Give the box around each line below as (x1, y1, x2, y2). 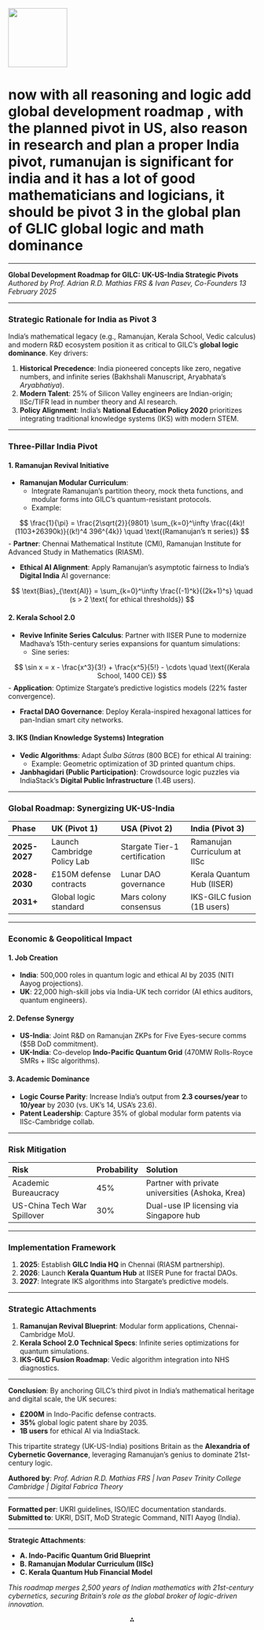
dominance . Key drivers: (8, 348, 89, 358)
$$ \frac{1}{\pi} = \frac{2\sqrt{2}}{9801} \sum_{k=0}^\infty (19, 518, 210, 528)
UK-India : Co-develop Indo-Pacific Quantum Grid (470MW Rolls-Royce (19, 1048, 253, 1057)
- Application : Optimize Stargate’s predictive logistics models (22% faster (8, 683, 247, 692)
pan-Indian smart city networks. (19, 715, 124, 724)
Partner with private (145, 1177, 219, 1188)
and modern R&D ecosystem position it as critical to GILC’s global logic (8, 340, 239, 350)
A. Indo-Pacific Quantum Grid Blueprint (19, 1551, 151, 1561)
